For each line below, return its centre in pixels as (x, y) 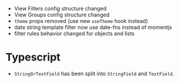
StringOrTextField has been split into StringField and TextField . (94, 74)
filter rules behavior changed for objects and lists (74, 34)
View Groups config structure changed (62, 15)
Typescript (33, 57)
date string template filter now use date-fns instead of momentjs (93, 27)
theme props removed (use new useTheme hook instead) (81, 21)
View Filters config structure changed (60, 9)
